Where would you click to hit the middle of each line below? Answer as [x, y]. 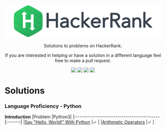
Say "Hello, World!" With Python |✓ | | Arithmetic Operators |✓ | [89, 122]
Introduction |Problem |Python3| [38, 117]
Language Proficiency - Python [43, 106]
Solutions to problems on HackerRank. [83, 45]
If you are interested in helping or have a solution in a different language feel [83, 55]
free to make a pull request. [83, 60]
